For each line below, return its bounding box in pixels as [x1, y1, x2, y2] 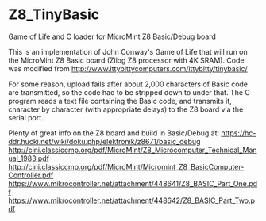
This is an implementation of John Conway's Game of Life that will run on [8, 47, 248, 56]
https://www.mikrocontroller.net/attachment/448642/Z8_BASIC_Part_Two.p [8, 196, 256, 205]
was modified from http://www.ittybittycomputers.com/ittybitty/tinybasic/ [8, 63, 248, 73]
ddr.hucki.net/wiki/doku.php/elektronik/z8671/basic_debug [8, 136, 201, 146]
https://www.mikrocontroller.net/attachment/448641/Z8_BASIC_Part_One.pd [8, 178, 258, 188]
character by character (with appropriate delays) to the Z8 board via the [8, 105, 244, 114]
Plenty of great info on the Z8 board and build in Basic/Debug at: [8, 128, 220, 138]
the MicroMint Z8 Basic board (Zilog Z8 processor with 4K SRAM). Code [8, 55, 245, 65]
